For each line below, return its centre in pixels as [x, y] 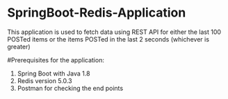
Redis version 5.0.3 [44, 80]
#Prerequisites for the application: [56, 60]
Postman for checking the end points [70, 88]
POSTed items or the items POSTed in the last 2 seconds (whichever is [108, 39]
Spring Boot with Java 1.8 [54, 73]
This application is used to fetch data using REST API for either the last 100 [114, 32]
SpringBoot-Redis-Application [97, 13]
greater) [19, 46]
